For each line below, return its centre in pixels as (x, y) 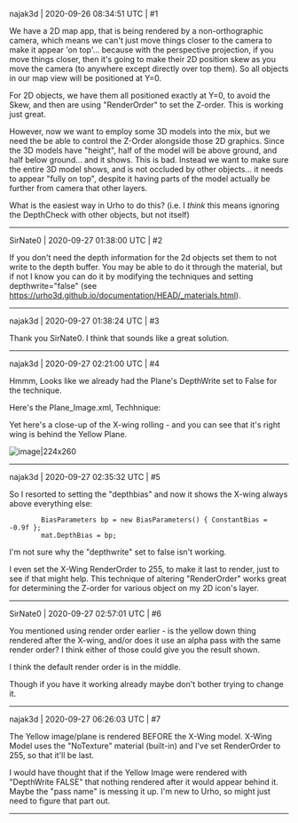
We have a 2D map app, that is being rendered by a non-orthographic (136, 31)
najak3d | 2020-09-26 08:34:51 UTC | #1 (84, 14)
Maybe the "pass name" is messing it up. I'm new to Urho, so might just (140, 791)
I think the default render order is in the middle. (95, 667)
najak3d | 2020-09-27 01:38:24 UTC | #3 (84, 321)
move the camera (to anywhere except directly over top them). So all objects (149, 68)
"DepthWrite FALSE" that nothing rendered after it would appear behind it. (144, 782)
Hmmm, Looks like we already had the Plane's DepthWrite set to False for (143, 381)
